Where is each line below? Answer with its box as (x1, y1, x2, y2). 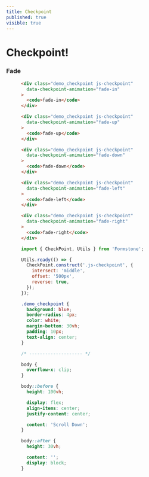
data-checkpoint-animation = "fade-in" (26, 86, 120, 92)
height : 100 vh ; (26, 389, 64, 395)
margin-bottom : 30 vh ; (26, 323, 80, 329)
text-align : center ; (26, 334, 77, 340)
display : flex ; (26, 399, 64, 406)
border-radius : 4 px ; (26, 312, 77, 318)
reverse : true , (32, 279, 70, 285)
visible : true (6, 20, 42, 26)
